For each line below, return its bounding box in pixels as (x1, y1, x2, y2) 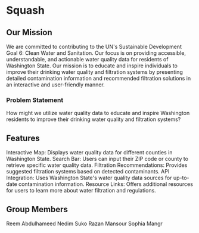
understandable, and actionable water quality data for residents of (6, 56, 169, 63)
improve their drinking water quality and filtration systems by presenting (6, 69, 183, 75)
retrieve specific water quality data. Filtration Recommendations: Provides (6, 161, 188, 169)
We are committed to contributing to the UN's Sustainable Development (6, 43, 182, 50)
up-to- (173, 174, 189, 182)
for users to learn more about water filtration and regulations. (6, 187, 156, 194)
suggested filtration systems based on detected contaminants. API (6, 168, 170, 175)
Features (6, 133, 40, 143)
